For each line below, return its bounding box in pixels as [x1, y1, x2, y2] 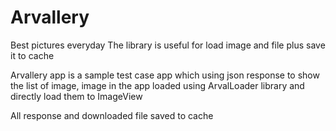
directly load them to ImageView [10, 90, 143, 102]
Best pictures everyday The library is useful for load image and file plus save [10, 39, 326, 51]
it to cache [10, 49, 55, 61]
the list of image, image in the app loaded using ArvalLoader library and [10, 79, 305, 91]
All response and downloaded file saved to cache [10, 109, 214, 121]
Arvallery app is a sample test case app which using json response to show [10, 69, 320, 81]
